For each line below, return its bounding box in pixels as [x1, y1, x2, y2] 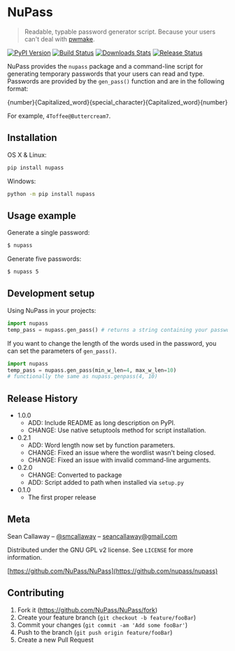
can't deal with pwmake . [24, 34, 95, 43]
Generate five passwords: [7, 255, 82, 263]
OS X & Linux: [7, 150, 47, 159]
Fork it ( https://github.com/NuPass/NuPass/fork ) [17, 605, 158, 614]
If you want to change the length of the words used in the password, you [7, 339, 217, 347]
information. [7, 553, 43, 561]
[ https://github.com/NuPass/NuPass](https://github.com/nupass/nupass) [7, 566, 218, 575]
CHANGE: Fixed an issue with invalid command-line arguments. [27, 456, 211, 464]
